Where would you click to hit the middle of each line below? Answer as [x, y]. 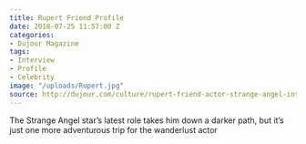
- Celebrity [32, 77]
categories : [32, 35]
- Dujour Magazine [44, 43]
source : [24, 94]
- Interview [32, 60]
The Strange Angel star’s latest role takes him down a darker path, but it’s [147, 120]
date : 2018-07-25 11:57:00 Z [65, 26]
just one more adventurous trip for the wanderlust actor [114, 129]
